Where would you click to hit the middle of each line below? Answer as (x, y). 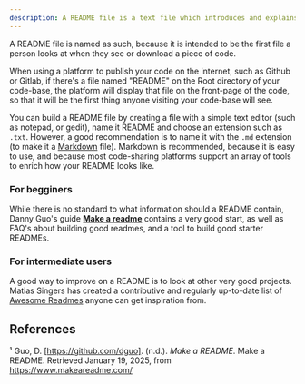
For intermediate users (60, 261)
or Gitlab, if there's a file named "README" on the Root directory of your (145, 80)
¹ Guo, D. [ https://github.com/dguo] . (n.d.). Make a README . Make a (137, 351)
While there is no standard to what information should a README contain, (147, 209)
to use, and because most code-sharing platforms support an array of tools (151, 156)
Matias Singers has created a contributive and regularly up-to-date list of (146, 290)
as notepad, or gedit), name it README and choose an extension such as (146, 127)
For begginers (41, 189)
